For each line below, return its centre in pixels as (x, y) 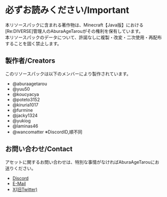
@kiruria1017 (25, 104)
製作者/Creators (30, 61)
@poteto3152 (26, 99)
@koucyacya (26, 94)
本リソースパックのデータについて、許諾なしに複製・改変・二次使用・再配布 (83, 37)
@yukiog (21, 120)
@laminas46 (25, 126)
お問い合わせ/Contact (39, 149)
